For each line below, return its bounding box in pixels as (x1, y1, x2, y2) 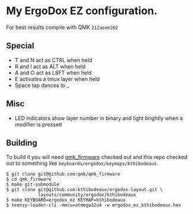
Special (6, 41, 34, 51)
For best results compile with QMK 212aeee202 (6, 24, 118, 31)
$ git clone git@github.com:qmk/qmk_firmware (6, 171, 120, 177)
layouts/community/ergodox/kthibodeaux (37, 192, 136, 198)
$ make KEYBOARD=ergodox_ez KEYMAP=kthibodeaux (6, 197, 126, 203)
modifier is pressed (14, 121, 62, 128)
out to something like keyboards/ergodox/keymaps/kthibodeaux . (6, 160, 159, 167)
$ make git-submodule (6, 181, 60, 187)
